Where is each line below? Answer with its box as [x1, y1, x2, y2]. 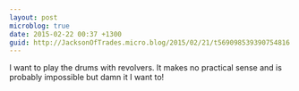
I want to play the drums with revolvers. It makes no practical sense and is [9, 62, 282, 73]
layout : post [9, 12, 58, 22]
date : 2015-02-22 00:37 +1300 [9, 29, 123, 38]
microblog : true [9, 21, 70, 30]
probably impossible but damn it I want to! [9, 72, 165, 83]
